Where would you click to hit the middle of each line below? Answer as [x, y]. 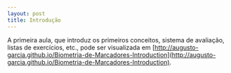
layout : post [26, 14]
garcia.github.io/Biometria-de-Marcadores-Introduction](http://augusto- [112, 55]
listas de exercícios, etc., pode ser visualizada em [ [81, 47]
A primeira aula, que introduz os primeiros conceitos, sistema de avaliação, [116, 40]
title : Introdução [34, 20]
